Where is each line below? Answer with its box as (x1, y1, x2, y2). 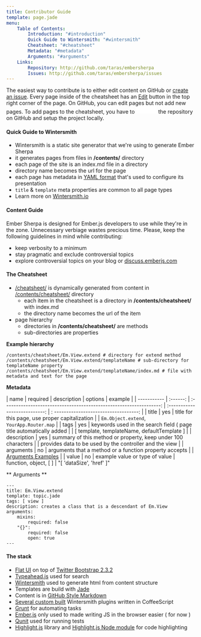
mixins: (17, 514, 36, 520)
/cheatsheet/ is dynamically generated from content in (14, 284, 149, 291)
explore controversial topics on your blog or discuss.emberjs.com (14, 257, 178, 264)
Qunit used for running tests (14, 617, 85, 625)
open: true (28, 535, 55, 541)
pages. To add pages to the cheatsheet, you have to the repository (6, 108, 193, 115)
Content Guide (6, 207, 44, 214)
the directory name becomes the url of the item (23, 309, 141, 317)
